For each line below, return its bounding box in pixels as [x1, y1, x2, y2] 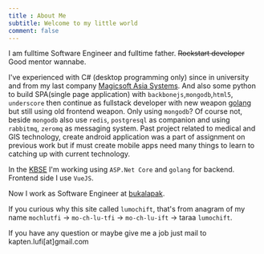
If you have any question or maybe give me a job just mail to [8, 228, 207, 238]
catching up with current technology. [8, 149, 131, 159]
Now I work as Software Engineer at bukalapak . [8, 189, 165, 199]
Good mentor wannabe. [8, 57, 87, 67]
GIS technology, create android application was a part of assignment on [8, 132, 246, 142]
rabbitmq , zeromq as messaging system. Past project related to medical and [8, 123, 256, 133]
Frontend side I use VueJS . [8, 173, 94, 183]
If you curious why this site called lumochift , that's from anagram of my [8, 204, 246, 214]
